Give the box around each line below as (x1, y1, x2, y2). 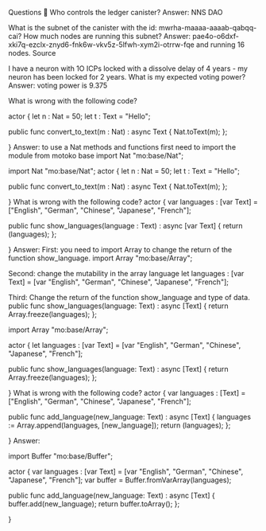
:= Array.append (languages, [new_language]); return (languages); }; (8, 420, 231, 430)
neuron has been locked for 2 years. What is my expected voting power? (8, 72, 246, 81)
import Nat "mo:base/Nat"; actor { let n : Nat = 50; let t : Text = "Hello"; (8, 166, 240, 175)
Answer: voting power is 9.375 (8, 80, 108, 90)
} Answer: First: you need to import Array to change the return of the (8, 245, 233, 254)
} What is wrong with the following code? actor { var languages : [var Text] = (8, 197, 258, 206)
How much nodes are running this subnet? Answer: (23, 32, 191, 41)
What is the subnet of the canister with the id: (8, 23, 157, 32)
